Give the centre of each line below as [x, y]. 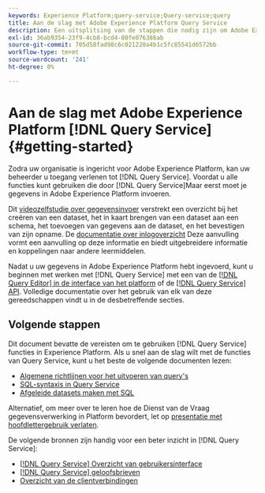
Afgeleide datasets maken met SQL [77, 393]
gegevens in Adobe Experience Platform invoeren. [90, 194]
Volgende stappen [54, 325]
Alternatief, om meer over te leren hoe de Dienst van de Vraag [109, 408]
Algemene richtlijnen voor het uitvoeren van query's [104, 375]
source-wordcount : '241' [49, 60]
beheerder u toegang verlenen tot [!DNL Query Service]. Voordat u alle [123, 177]
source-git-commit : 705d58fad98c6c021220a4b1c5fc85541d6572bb [112, 45]
